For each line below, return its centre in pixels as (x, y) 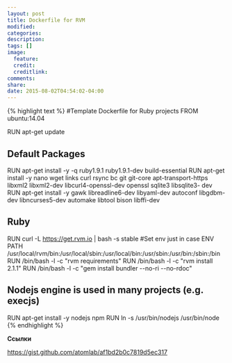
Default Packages (46, 154)
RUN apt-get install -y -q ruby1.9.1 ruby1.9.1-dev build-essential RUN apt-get (116, 170)
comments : (22, 78)
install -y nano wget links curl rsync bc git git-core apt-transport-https (108, 177)
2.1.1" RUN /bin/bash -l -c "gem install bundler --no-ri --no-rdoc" (100, 268)
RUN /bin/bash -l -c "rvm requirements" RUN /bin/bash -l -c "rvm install (110, 261)
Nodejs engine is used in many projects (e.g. (105, 290)
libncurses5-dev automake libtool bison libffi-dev (90, 200)
